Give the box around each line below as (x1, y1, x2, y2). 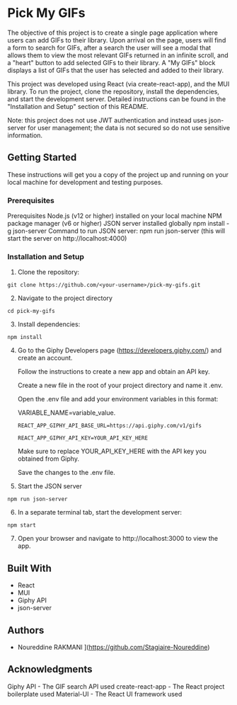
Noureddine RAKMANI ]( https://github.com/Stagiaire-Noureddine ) (17, 643, 210, 651)
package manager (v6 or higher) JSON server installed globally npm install (7, 219, 225, 228)
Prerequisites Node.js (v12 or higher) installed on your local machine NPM (7, 212, 222, 220)
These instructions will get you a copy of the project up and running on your (7, 170, 229, 178)
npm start (7, 522, 37, 529)
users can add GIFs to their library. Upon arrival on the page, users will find (7, 35, 226, 44)
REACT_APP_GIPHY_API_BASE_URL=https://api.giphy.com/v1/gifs (17, 423, 202, 430)
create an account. (17, 354, 73, 362)
